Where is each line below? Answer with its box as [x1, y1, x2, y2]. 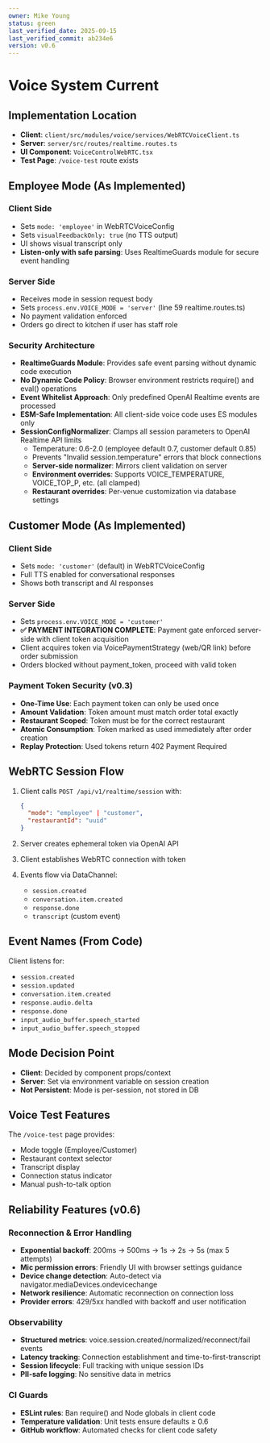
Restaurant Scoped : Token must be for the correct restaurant [19, 715, 226, 726]
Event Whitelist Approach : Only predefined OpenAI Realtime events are [19, 393, 260, 402]
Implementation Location [8, 108, 137, 122]
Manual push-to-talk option [19, 1179, 111, 1189]
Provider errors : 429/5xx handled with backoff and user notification [19, 1297, 247, 1307]
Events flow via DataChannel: [19, 870, 118, 880]
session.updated [19, 981, 75, 990]
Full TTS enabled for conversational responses [19, 570, 176, 580]
